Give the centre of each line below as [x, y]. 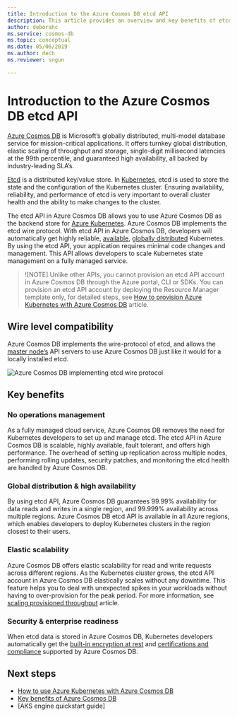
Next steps [32, 674]
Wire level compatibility [61, 327]
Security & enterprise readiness [63, 621]
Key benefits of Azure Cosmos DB [67, 698]
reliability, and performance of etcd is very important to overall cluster [109, 194]
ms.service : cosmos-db [41, 34]
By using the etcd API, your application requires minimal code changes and [116, 245]
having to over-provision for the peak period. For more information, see [111, 595]
